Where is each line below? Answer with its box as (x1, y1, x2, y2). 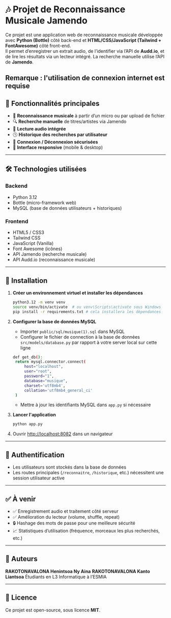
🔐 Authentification (5, 450, 65, 459)
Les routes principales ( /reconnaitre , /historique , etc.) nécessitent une (12, 470, 164, 476)
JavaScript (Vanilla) (12, 240, 54, 247)
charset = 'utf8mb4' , (24, 383, 66, 388)
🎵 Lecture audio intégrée (12, 126, 66, 132)
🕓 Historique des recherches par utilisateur (12, 131, 108, 138)
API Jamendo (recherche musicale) (12, 251, 87, 257)
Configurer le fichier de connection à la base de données (20, 334, 140, 340)
